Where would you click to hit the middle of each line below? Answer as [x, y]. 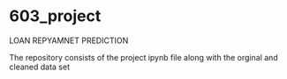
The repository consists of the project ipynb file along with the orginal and [143, 57]
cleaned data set [40, 67]
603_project [55, 16]
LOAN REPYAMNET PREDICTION [69, 40]
